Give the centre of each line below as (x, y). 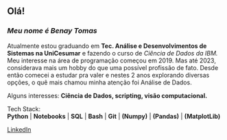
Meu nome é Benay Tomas (52, 31)
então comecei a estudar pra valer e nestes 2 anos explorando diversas (108, 75)
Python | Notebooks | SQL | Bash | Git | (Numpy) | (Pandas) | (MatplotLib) (114, 116)
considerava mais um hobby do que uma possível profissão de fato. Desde (113, 67)
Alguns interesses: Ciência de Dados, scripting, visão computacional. (107, 95)
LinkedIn (19, 129)
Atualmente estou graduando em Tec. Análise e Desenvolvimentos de (107, 46)
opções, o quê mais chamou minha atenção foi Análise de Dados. (99, 82)
